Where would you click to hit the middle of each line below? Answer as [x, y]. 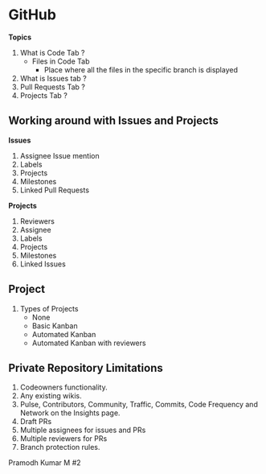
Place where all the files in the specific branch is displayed [141, 69]
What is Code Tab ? [52, 52]
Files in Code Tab [61, 61]
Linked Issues [43, 264]
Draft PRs [36, 422]
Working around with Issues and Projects [114, 121]
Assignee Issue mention [59, 155]
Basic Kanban [55, 326]
